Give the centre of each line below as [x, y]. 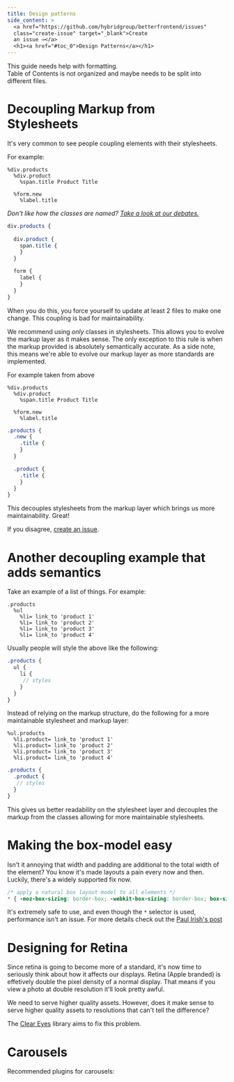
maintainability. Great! [38, 516]
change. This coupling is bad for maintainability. [76, 318]
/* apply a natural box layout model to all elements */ [92, 892]
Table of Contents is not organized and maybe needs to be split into [104, 73]
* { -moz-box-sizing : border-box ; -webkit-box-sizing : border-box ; [107, 899]
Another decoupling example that [106, 557]
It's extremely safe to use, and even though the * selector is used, [102, 912]
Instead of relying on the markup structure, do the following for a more [108, 713]
